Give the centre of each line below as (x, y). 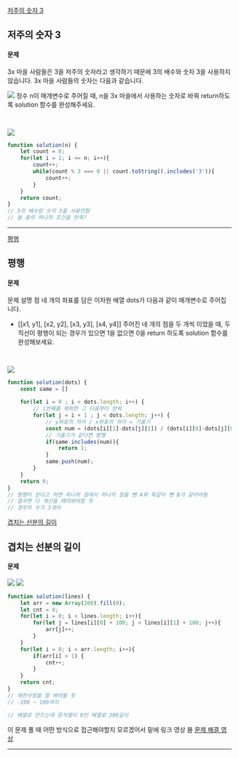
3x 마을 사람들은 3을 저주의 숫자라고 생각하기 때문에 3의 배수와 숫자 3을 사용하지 (119, 71)
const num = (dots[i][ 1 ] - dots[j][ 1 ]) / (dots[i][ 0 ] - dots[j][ (138, 429)
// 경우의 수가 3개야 (34, 508)
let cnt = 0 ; (39, 610)
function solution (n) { (43, 145)
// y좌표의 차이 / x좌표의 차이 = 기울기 (98, 422)
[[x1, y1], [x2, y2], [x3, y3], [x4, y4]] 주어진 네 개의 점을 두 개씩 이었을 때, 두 (124, 324)
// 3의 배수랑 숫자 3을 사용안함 (49, 211)
